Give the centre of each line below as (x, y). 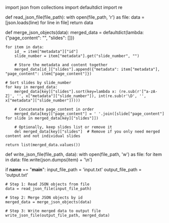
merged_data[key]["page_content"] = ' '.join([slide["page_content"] (90, 114)
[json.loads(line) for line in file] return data (49, 23)
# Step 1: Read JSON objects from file (47, 184)
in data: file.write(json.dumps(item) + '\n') (49, 160)
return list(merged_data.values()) (43, 145)
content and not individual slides (43, 136)
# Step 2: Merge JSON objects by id (44, 198)
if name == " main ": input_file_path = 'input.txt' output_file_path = (74, 169)
